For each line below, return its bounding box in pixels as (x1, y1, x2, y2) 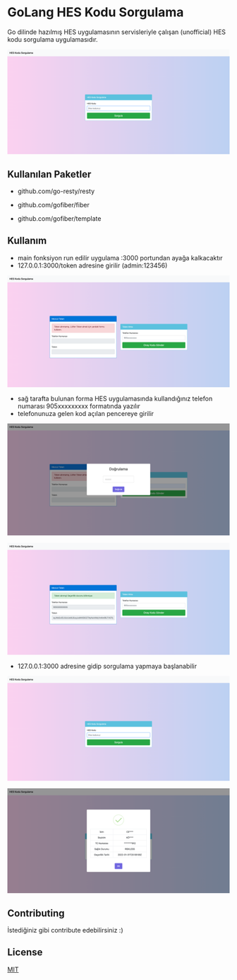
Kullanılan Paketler (7, 168, 92, 180)
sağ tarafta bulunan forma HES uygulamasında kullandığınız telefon (17, 394, 213, 403)
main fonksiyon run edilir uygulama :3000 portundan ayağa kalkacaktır (17, 253, 223, 262)
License (7, 946, 43, 959)
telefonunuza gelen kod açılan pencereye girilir (17, 409, 154, 417)
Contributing (7, 907, 65, 919)
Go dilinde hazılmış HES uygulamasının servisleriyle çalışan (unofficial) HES (7, 28, 226, 36)
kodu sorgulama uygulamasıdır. (7, 35, 98, 43)
